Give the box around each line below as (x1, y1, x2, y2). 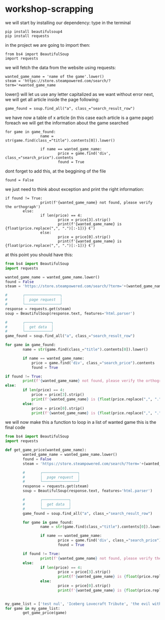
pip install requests (5, 33, 50, 38)
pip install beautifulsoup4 (5, 29, 63, 34)
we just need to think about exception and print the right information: (5, 186, 144, 192)
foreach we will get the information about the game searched (5, 119, 129, 126)
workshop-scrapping (5, 3, 94, 15)
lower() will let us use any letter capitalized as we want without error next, (5, 91, 154, 97)
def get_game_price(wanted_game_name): (5, 447, 87, 453)
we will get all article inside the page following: (5, 96, 100, 102)
